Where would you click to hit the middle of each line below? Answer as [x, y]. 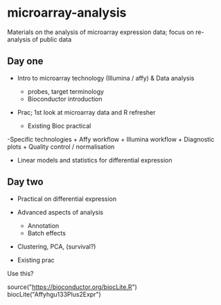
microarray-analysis [67, 13]
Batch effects [46, 233]
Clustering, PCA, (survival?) [56, 246]
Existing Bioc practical [59, 126]
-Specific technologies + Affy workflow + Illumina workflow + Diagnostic [111, 139]
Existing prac [36, 260]
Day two [25, 182]
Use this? [20, 273]
